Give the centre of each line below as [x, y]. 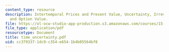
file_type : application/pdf [35, 28]
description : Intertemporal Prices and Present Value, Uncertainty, [78, 14]
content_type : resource [30, 10]
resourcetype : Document [30, 33]
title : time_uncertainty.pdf [36, 38]
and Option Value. [29, 19]
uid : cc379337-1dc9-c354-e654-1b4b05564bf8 [52, 42]
